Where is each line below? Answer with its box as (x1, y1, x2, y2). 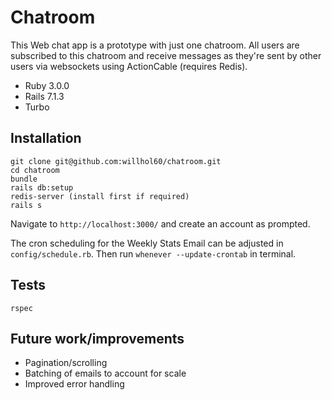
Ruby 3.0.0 (24, 79, 70, 91)
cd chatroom (10, 165, 60, 175)
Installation (10, 130, 82, 147)
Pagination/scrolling (24, 357, 108, 369)
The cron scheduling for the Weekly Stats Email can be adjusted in (10, 237, 284, 249)
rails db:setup (10, 182, 74, 193)
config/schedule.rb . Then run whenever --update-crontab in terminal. (10, 247, 297, 260)
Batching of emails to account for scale (24, 367, 187, 380)
